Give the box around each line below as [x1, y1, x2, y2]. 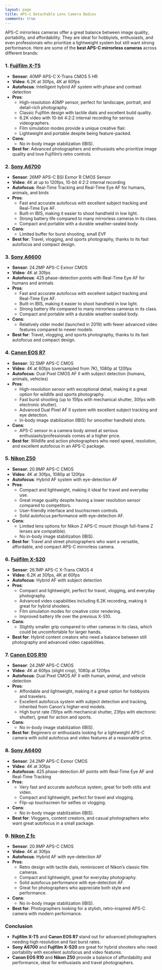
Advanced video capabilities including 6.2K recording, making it [19, 598, 147, 604]
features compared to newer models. [19, 327, 94, 332]
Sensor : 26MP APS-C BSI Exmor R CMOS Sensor [12, 174, 111, 180]
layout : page [5, 7, 32, 12]
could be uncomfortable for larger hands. [19, 629, 102, 635]
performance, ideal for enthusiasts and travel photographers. [12, 960, 134, 966]
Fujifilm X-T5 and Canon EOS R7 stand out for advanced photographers [12, 934, 157, 940]
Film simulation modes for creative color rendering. [19, 608, 122, 614]
